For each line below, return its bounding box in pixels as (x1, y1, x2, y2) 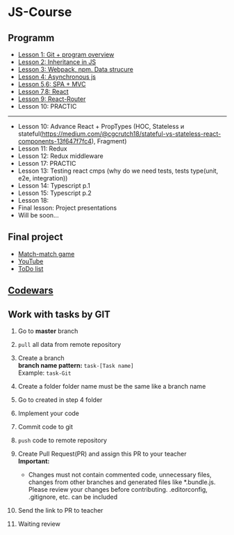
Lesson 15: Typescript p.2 (17, 189, 92, 197)
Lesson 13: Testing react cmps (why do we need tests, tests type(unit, (17, 166, 219, 175)
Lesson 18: (17, 196, 49, 204)
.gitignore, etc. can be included (28, 493, 118, 502)
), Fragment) (91, 137, 127, 145)
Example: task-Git (17, 369, 72, 377)
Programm (8, 32, 55, 44)
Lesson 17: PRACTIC (17, 160, 76, 167)
